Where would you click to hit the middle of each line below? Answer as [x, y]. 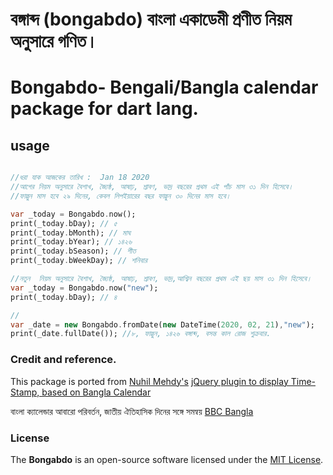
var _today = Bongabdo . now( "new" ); [84, 288]
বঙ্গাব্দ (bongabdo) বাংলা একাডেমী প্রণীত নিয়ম [151, 19]
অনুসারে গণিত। [54, 41]
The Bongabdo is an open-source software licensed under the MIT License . [167, 459]
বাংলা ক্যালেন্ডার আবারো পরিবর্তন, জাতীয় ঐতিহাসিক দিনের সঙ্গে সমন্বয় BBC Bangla [132, 411]
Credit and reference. [63, 360]
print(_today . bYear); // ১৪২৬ [71, 242]
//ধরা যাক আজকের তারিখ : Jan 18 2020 [80, 178]
